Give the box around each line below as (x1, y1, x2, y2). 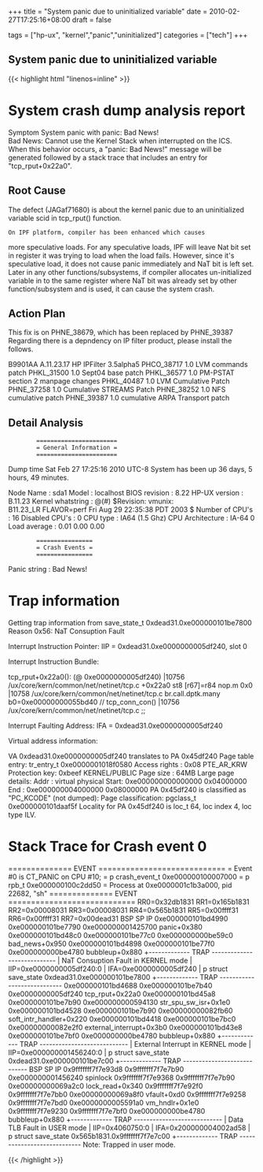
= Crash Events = (36, 543, 93, 552)
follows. (8, 344, 34, 354)
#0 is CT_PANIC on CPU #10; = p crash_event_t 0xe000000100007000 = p (8, 872, 250, 881)
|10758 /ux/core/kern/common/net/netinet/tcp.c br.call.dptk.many (8, 689, 221, 699)
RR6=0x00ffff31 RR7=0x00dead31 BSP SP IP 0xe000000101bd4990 (8, 914, 228, 924)
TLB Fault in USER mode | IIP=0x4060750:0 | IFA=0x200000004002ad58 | (8, 1123, 251, 1133)
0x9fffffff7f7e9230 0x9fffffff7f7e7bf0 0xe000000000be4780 (8, 1107, 206, 1116)
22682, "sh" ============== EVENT (8, 889, 138, 899)
